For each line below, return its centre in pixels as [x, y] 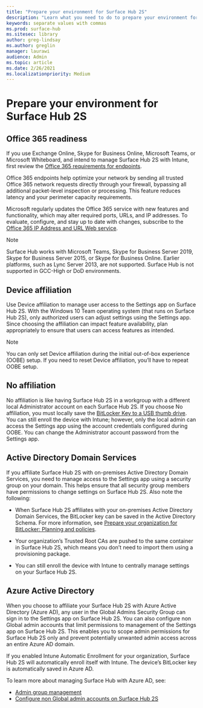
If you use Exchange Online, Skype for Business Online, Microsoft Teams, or [101, 153]
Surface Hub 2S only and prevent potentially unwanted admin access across [101, 638]
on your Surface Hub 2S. [46, 572]
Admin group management [48, 692]
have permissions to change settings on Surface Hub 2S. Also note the [94, 491]
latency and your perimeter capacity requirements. [69, 197]
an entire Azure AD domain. [40, 644]
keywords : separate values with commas [56, 23]
